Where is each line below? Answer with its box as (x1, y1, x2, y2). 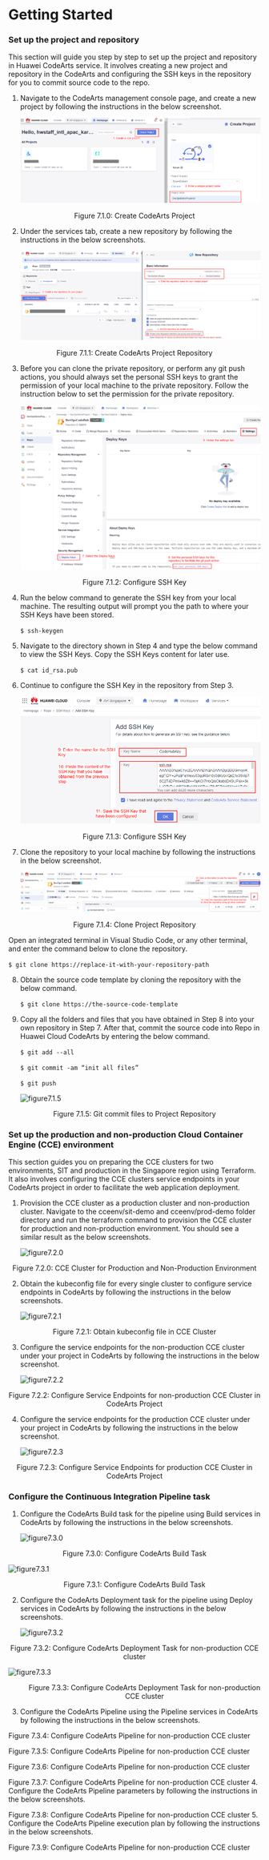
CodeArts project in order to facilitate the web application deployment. (8, 1182, 240, 1192)
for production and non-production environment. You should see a (19, 1223, 239, 1233)
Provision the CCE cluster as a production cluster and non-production (19, 1198, 250, 1207)
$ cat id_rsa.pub (19, 666, 78, 674)
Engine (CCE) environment (8, 1139, 114, 1150)
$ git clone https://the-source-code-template (19, 1000, 179, 1009)
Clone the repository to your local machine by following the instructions (19, 847, 256, 856)
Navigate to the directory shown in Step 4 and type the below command (19, 641, 258, 650)
